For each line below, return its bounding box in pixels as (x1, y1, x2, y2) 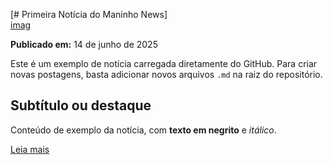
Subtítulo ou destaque (10, 97, 152, 114)
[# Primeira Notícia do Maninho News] (10, 9, 168, 20)
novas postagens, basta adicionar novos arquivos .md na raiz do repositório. (10, 69, 323, 80)
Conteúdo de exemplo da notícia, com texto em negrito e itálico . (10, 124, 277, 136)
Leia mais (10, 143, 50, 155)
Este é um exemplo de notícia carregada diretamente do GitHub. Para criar (10, 58, 318, 69)
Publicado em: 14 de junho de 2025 (10, 39, 158, 50)
